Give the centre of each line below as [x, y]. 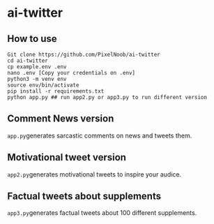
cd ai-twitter [28, 61]
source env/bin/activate [43, 85]
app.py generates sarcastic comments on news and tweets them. [100, 135]
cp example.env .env [37, 67]
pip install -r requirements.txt [56, 91]
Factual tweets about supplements [84, 196]
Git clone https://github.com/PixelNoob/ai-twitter [84, 54]
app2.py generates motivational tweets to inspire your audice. [94, 174]
